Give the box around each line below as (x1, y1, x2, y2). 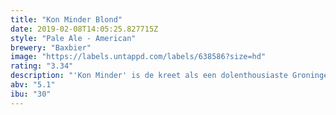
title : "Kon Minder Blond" (10, 14, 123, 25)
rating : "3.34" (10, 61, 74, 71)
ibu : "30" (10, 89, 52, 99)
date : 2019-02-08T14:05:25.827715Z (10, 24, 159, 34)
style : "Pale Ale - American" (10, 33, 137, 43)
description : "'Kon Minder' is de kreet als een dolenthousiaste (10, 71, 288, 81)
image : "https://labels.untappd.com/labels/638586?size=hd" (10, 52, 267, 62)
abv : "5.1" (10, 80, 56, 90)
